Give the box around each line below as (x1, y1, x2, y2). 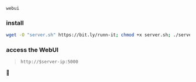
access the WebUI (6, 46, 59, 54)
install (6, 19, 24, 27)
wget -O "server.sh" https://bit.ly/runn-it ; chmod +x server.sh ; (6, 32, 171, 38)
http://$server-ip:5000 (20, 59, 79, 65)
